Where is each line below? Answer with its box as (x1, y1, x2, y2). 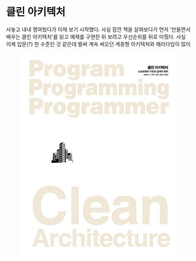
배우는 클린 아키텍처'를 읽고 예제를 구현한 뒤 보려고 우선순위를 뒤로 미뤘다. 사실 (6, 33, 186, 40)
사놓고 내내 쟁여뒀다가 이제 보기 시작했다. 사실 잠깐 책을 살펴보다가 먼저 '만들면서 (6, 26, 191, 33)
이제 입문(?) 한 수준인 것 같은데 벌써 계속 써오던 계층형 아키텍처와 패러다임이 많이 (6, 40, 191, 48)
